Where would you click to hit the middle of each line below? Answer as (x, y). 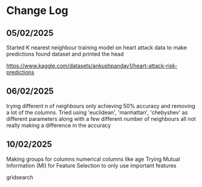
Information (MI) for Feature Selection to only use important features (91, 165)
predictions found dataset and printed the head (65, 54)
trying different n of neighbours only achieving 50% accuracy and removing (101, 106)
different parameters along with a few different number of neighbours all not (101, 118)
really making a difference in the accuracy (59, 125)
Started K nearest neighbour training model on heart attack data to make (97, 47)
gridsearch (20, 177)
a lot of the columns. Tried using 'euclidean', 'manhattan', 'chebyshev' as (97, 112)
